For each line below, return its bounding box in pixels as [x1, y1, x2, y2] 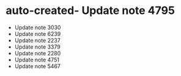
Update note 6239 [14, 30, 61, 37]
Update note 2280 [14, 49, 61, 57]
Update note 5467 [14, 62, 61, 70]
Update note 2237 [14, 36, 61, 44]
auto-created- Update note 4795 [6, 4, 175, 18]
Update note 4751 [14, 56, 59, 63]
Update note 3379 [14, 43, 61, 50]
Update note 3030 [14, 24, 61, 31]
